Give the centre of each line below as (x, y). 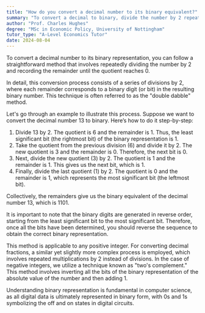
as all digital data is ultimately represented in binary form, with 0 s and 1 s (97, 296)
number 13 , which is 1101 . (38, 203)
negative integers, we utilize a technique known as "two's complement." (97, 265)
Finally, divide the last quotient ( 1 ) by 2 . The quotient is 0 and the (96, 171)
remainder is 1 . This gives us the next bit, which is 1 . (80, 165)
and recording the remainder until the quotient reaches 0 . (78, 71)
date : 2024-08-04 (28, 40)
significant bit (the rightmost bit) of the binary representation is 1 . (97, 139)
